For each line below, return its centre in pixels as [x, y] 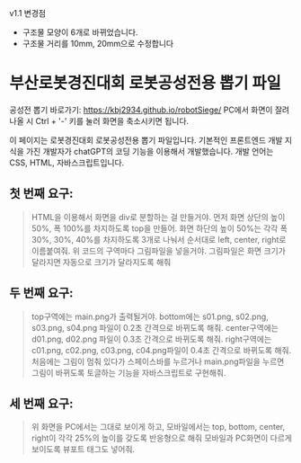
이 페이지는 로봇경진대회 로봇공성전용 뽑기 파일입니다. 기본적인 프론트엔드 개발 [146, 140]
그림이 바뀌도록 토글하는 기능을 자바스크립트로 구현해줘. [128, 372]
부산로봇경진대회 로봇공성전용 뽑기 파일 [145, 83]
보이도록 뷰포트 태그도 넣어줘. [83, 450]
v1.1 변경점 [28, 13]
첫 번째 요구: [41, 194]
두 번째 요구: [41, 294]
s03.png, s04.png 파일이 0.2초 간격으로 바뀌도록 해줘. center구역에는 [155, 327]
